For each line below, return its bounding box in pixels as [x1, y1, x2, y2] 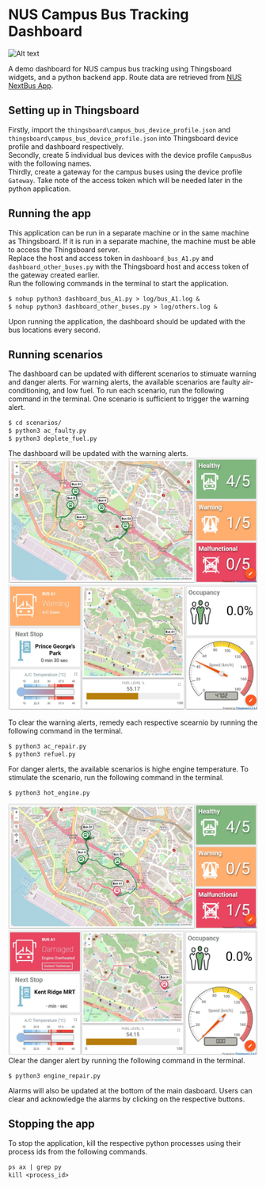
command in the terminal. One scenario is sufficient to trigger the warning [8, 394, 249, 404]
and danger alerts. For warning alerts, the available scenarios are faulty [8, 377, 241, 387]
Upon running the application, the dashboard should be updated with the [8, 316, 245, 326]
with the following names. [8, 159, 93, 168]
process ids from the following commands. [8, 1147, 148, 1156]
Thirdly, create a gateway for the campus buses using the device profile [8, 167, 243, 176]
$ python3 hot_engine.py [8, 789, 90, 798]
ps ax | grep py [8, 1163, 62, 1171]
